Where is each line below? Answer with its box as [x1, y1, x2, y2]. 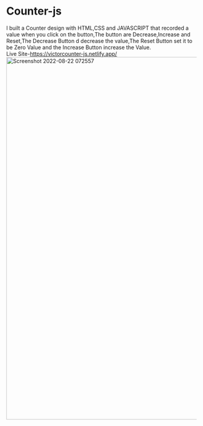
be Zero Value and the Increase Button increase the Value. [6, 44, 151, 51]
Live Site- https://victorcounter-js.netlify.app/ [6, 50, 117, 57]
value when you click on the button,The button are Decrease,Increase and [6, 30, 191, 38]
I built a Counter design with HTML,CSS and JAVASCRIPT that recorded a [6, 24, 189, 32]
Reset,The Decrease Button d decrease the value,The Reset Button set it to [6, 37, 193, 44]
